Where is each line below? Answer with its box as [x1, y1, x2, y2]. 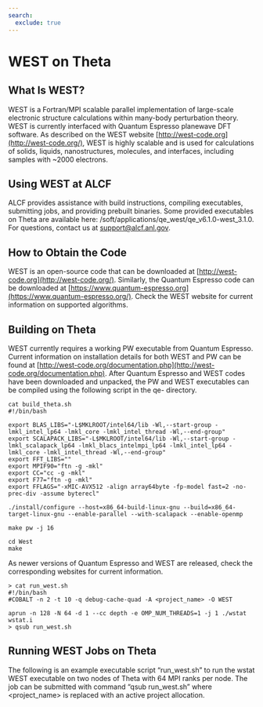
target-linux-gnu [8, 510, 65, 518]
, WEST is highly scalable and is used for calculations [82, 138, 254, 148]
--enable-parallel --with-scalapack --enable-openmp [67, 510, 243, 518]
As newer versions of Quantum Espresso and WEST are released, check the [8, 558, 253, 567]
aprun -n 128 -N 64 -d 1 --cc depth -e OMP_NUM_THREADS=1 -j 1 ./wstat [8, 609, 247, 617]
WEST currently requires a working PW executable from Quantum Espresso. [8, 343, 254, 353]
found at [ [8, 360, 40, 370]
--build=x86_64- [182, 503, 236, 511]
